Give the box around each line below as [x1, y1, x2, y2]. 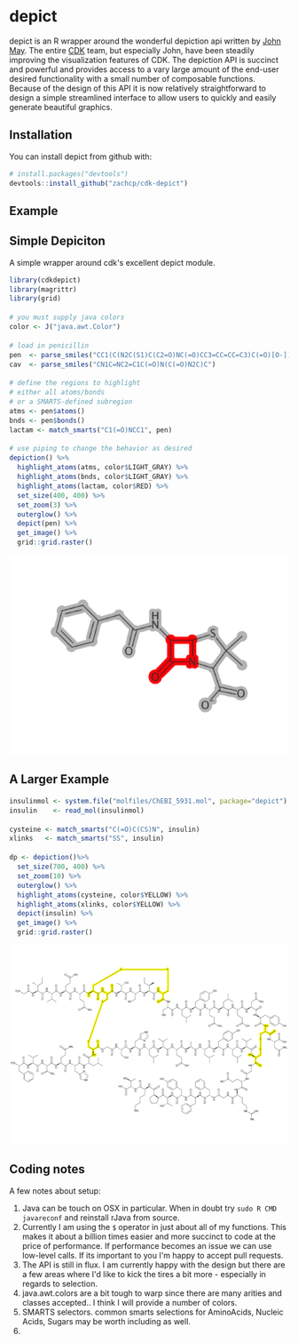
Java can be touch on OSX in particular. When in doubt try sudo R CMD [21, 1203, 278, 1213]
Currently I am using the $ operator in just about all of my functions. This [21, 1221, 286, 1232]
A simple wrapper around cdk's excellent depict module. [9, 257, 216, 268]
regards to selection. [21, 1278, 98, 1289]
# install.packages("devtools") [9, 169, 129, 179]
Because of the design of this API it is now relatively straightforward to [9, 83, 266, 93]
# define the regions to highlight [9, 379, 141, 388]
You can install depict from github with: [9, 151, 153, 162]
